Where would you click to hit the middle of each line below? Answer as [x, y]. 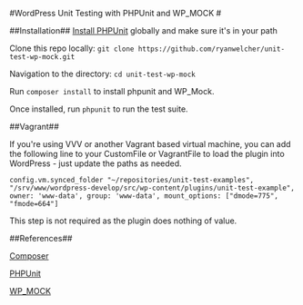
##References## [41, 238]
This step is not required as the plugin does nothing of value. [123, 221]
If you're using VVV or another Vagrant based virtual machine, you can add [150, 144]
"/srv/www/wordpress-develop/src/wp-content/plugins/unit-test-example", [152, 188]
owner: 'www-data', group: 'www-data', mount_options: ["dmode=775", [144, 196]
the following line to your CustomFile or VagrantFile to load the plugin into [147, 154]
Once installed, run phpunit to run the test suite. [99, 109]
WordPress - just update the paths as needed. [96, 163]
